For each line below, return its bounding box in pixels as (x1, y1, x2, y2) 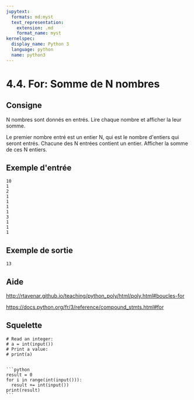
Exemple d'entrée (6, 163, 72, 173)
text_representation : (11, 19, 64, 25)
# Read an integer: (6, 336, 54, 342)
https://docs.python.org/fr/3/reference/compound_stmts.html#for (6, 304, 164, 311)
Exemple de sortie (6, 245, 73, 255)
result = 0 (6, 372, 33, 378)
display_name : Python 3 (11, 42, 69, 47)
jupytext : (6, 8, 30, 15)
